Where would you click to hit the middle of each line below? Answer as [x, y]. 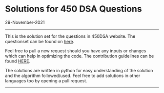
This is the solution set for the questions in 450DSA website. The [70, 36]
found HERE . [18, 61]
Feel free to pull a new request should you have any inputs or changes [76, 51]
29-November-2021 [25, 22]
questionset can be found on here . [40, 41]
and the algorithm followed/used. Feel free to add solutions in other [73, 76]
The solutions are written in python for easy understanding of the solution [79, 70]
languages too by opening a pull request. [46, 80]
